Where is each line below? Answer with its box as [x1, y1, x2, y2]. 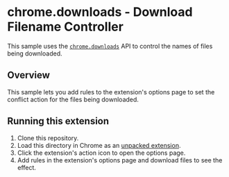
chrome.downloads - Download [7, 4, 193, 20]
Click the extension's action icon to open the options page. [17, 149, 186, 157]
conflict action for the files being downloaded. [7, 95, 139, 103]
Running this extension [7, 115, 110, 127]
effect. [17, 163, 37, 171]
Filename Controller [7, 19, 124, 35]
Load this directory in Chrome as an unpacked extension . [17, 141, 181, 149]
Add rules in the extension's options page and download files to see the [17, 155, 223, 164]
